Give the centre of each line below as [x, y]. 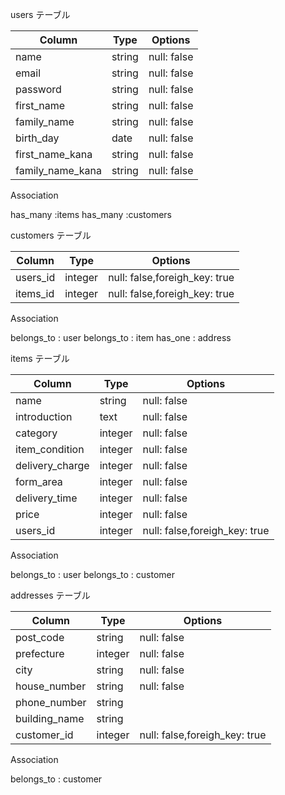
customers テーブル [51, 235]
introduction [44, 416]
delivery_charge [52, 465]
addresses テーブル [50, 595]
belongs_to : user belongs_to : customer [93, 574]
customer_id [44, 735]
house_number [51, 686]
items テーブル [40, 358]
